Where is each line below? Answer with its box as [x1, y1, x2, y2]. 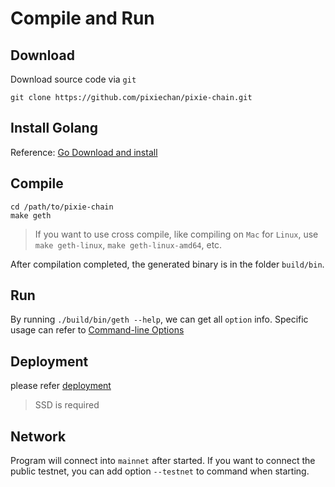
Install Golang [10, 120, 98, 137]
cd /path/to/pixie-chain [10, 202, 114, 212]
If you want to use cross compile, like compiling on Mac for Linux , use [34, 228, 319, 240]
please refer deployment [10, 380, 112, 392]
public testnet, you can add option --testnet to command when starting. [10, 465, 310, 477]
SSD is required [34, 399, 100, 411]
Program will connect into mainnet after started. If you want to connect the [10, 455, 316, 467]
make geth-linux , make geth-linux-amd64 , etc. [34, 238, 223, 251]
